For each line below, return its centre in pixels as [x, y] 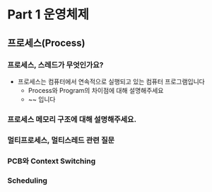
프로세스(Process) [47, 43]
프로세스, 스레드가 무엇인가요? [55, 64]
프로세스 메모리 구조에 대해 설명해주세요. [72, 119]
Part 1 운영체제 [48, 15]
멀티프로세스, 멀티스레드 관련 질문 [61, 140]
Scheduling [28, 180]
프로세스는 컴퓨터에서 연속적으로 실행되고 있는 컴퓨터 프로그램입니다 [111, 81]
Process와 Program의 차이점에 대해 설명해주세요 [96, 90]
